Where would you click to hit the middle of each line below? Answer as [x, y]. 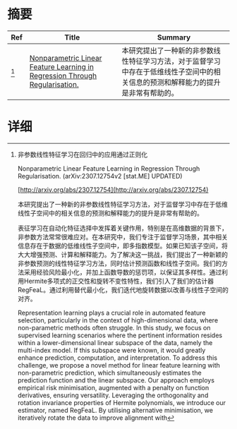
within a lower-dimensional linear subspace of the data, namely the [115, 342]
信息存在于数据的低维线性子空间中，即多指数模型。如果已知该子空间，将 [122, 246]
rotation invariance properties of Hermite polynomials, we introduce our [122, 402]
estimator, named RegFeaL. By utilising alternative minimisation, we [115, 410]
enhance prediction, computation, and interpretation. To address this [117, 358]
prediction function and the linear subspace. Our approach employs [116, 380]
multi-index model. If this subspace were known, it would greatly [111, 350]
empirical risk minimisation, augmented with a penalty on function [113, 387]
